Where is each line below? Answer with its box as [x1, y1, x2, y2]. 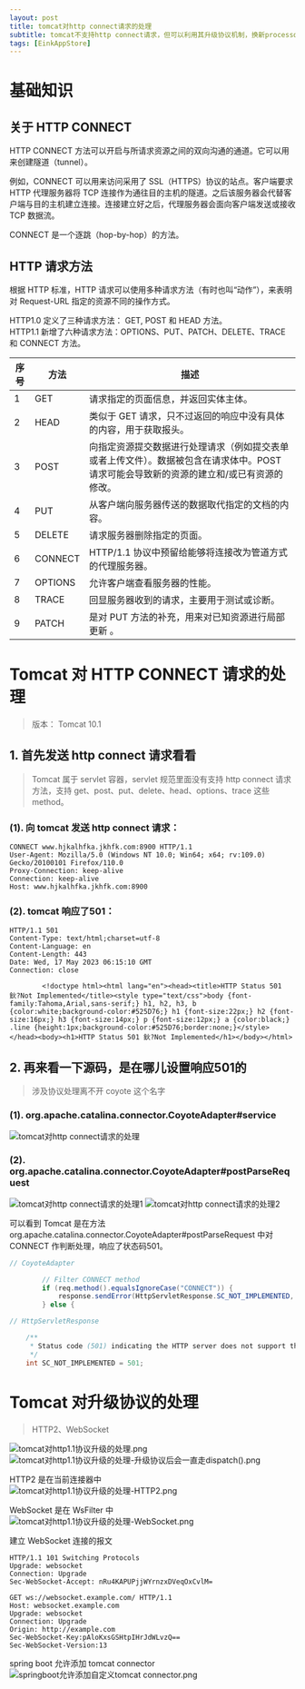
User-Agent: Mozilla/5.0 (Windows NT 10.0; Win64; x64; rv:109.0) [9, 850, 266, 859]
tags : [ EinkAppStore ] [9, 38, 92, 48]
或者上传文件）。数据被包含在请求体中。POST [89, 454, 282, 467]
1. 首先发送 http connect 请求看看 [9, 748, 197, 763]
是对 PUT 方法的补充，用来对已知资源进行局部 [89, 611, 286, 623]
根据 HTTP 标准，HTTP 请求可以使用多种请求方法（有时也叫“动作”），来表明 [9, 284, 292, 295]
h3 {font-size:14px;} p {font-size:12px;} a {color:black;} [57, 1015, 290, 1025]
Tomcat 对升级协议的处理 [9, 1392, 200, 1413]
